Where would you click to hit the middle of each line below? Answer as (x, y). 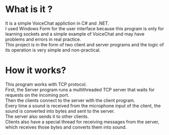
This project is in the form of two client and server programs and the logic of (84, 44)
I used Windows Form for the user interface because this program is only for (84, 28)
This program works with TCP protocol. (46, 84)
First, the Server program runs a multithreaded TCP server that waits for (80, 90)
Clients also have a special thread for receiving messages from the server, (82, 121)
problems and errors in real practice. (43, 39)
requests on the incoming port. (37, 95)
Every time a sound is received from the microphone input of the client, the (83, 106)
